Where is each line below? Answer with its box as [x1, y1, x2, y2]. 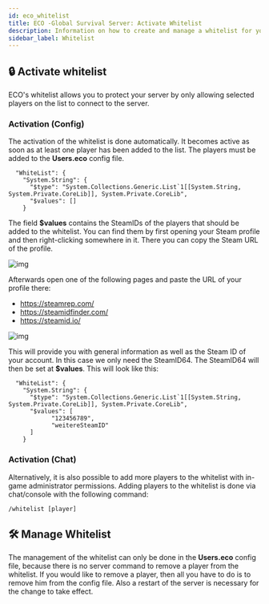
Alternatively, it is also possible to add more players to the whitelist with [8, 472, 244, 481]
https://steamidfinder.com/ [19, 308, 109, 317]
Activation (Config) [8, 118, 85, 129]
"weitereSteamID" [50, 421, 110, 429]
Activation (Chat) [8, 454, 77, 465]
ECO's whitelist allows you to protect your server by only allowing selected [8, 90, 255, 100]
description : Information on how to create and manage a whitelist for [8, 26, 252, 34]
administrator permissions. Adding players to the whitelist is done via [28, 481, 256, 490]
